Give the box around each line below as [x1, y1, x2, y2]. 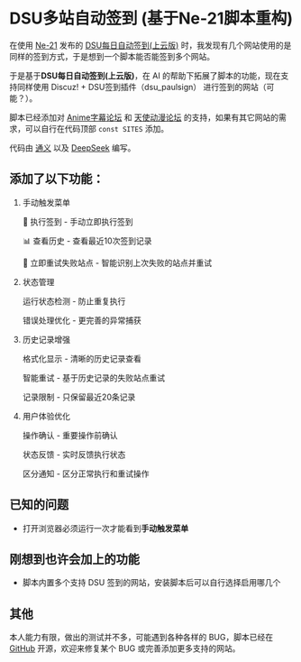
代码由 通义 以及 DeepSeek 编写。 [9, 142, 136, 153]
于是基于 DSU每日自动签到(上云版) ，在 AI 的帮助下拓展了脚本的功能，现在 [9, 69, 281, 81]
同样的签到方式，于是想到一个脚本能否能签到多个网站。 [9, 51, 214, 61]
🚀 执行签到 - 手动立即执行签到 [22, 216, 133, 226]
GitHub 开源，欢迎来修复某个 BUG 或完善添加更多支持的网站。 [9, 643, 241, 654]
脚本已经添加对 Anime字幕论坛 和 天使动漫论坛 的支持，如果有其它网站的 [9, 112, 279, 123]
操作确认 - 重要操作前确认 [22, 429, 119, 440]
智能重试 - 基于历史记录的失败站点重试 [22, 372, 166, 383]
